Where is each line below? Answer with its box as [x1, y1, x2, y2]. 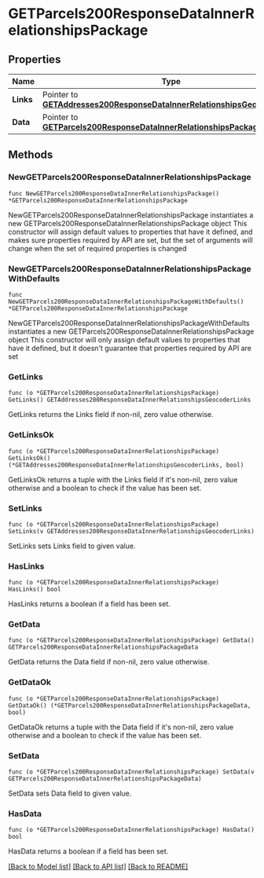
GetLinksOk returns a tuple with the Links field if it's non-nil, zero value [8, 474, 238, 484]
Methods [8, 148, 53, 162]
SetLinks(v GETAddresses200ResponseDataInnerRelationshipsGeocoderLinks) [8, 527, 255, 535]
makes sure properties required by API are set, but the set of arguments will [8, 235, 253, 244]
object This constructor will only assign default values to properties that [8, 335, 241, 344]
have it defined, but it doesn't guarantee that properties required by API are [8, 343, 251, 353]
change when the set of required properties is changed [8, 243, 187, 253]
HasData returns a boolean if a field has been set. [8, 847, 169, 856]
